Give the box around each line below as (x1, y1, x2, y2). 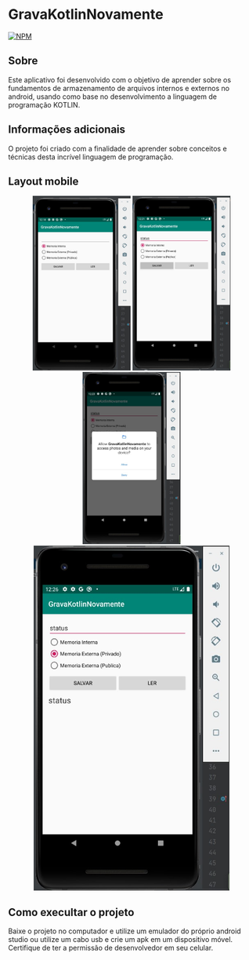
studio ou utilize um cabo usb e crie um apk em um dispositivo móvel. (8, 935, 233, 944)
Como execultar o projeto (8, 905, 135, 919)
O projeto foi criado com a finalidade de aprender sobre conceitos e (8, 144, 227, 153)
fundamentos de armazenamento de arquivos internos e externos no (8, 83, 229, 93)
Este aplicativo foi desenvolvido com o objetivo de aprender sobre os (8, 75, 232, 84)
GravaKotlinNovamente (8, 5, 164, 24)
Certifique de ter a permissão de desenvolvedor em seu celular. (8, 944, 214, 953)
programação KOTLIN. (8, 100, 81, 109)
